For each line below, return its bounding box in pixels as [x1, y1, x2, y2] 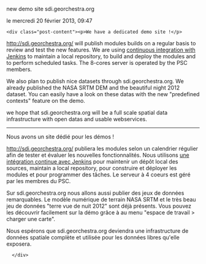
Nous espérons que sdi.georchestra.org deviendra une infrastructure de [6, 227, 189, 235]
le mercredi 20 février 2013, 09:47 [6, 17, 93, 24]
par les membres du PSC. [6, 178, 71, 184]
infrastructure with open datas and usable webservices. [6, 116, 147, 123]
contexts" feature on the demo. [6, 97, 86, 104]
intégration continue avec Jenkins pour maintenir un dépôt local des [6, 158, 178, 165]
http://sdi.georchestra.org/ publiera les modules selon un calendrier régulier [6, 145, 198, 152]
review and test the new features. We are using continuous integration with [6, 46, 196, 53]
